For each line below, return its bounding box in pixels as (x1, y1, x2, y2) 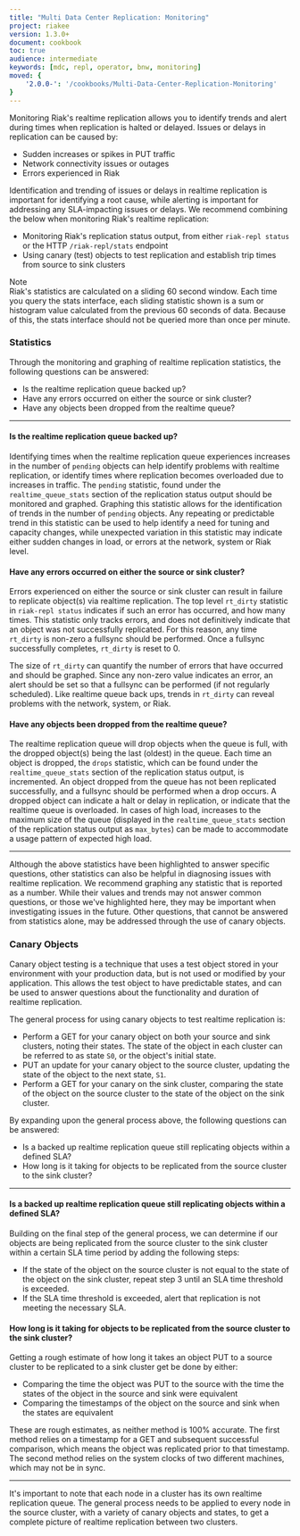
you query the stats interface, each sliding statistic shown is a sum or (9, 295, 264, 306)
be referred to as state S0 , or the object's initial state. (21, 1050, 217, 1060)
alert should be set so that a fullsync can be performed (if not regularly (9, 679, 271, 690)
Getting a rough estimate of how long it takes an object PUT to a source (9, 1352, 272, 1363)
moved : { (9, 71, 42, 80)
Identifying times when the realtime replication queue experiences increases (9, 452, 291, 461)
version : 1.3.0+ (9, 29, 70, 38)
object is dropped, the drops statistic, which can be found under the (9, 758, 259, 768)
